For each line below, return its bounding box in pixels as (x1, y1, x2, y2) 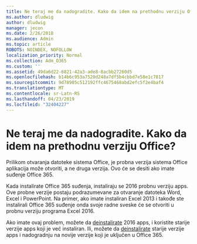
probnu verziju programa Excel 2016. (6, 208, 95, 215)
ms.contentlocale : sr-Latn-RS (6, 91, 80, 96)
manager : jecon (6, 25, 43, 31)
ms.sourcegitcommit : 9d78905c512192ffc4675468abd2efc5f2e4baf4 (6, 80, 164, 86)
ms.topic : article (6, 42, 51, 48)
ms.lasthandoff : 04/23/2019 (6, 96, 75, 102)
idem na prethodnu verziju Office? (6, 139, 176, 153)
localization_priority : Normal (6, 52, 83, 58)
